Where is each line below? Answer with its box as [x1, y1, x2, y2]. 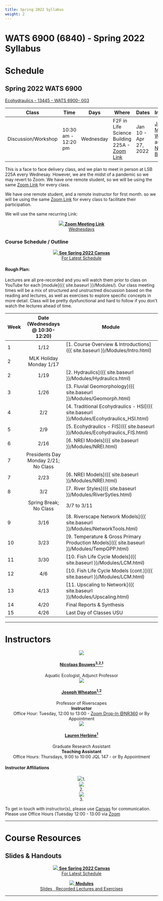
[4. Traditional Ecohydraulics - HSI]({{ [66, 403, 153, 410]
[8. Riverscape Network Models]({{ [66, 513, 147, 520]
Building [113, 135, 132, 142]
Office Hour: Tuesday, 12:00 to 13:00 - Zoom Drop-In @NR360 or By [13, 710, 150, 716]
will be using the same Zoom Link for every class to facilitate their [5, 196, 136, 202]
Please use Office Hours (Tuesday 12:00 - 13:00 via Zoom [5, 811, 120, 817]
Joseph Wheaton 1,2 [61, 688, 102, 695]
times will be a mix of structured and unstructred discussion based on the [5, 288, 152, 294]
